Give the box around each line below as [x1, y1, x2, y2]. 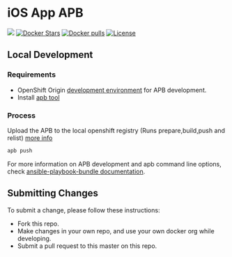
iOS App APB [7, 5, 84, 21]
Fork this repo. [17, 219, 59, 228]
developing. [17, 234, 52, 242]
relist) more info [7, 134, 53, 142]
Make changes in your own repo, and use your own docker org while [17, 226, 215, 235]
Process [7, 110, 36, 120]
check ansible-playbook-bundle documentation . [7, 167, 146, 176]
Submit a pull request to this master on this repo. [17, 242, 157, 250]
